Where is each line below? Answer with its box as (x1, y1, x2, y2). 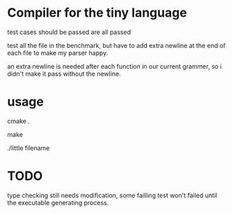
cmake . (7, 117, 30, 125)
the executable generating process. (7, 198, 109, 206)
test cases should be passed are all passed (7, 28, 131, 36)
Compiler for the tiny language (7, 5, 188, 21)
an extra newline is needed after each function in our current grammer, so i (7, 62, 223, 70)
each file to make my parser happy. (7, 49, 109, 57)
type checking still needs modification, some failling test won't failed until (7, 191, 218, 199)
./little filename (7, 144, 50, 152)
